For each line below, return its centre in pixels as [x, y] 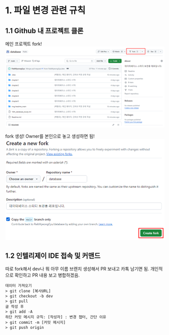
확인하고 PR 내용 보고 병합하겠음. [47, 275]
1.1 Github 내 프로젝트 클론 [44, 31]
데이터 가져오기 [18, 286]
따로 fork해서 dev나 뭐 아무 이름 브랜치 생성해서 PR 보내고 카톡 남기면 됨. [77, 269]
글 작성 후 [15, 307]
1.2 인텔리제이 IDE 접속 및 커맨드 [53, 256]
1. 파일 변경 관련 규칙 [46, 10]
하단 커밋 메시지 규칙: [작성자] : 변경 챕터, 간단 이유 [56, 317]
